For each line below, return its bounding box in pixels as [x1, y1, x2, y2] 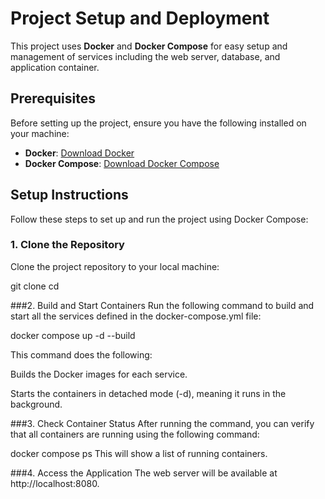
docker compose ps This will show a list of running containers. [10, 447, 268, 459]
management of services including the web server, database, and [10, 50, 281, 62]
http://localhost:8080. [10, 477, 100, 489]
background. [10, 398, 63, 410]
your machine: [10, 127, 70, 139]
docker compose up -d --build [10, 329, 136, 341]
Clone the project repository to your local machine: [10, 260, 220, 272]
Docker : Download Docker [24, 147, 135, 159]
